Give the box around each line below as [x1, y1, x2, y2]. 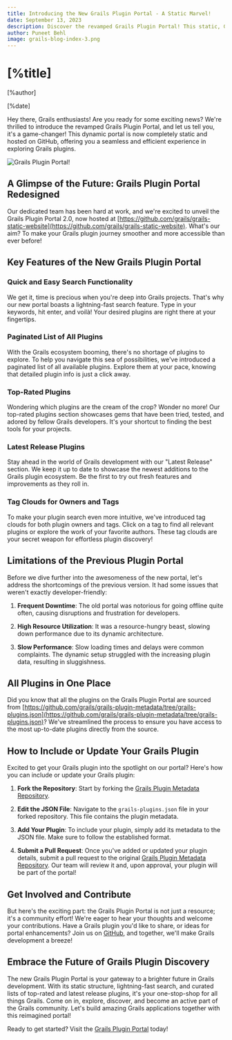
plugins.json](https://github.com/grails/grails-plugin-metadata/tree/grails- [7, 710, 217, 719]
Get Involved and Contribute [7, 889, 131, 900]
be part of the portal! [17, 869, 77, 877]
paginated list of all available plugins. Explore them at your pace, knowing [7, 362, 216, 370]
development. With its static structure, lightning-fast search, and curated [7, 982, 214, 990]
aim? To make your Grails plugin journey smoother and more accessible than [7, 229, 225, 237]
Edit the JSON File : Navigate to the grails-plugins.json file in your [17, 805, 209, 813]
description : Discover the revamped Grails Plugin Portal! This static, [7, 23, 221, 30]
